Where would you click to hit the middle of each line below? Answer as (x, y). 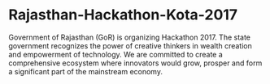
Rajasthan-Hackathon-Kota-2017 (123, 15)
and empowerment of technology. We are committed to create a (116, 54)
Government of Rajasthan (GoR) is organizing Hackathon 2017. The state (129, 37)
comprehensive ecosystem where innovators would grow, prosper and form (135, 63)
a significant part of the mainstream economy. (85, 71)
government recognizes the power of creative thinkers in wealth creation (130, 45)
